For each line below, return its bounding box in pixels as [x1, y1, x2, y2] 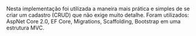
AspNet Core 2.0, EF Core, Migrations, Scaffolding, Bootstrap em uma [6, 18, 181, 25]
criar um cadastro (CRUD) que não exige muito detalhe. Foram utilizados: [6, 11, 189, 19]
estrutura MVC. [6, 24, 44, 31]
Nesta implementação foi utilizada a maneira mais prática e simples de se [6, 5, 190, 12]
